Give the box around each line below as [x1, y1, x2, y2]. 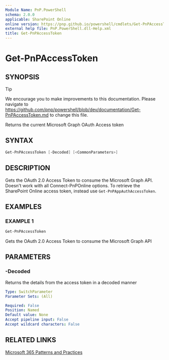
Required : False [5, 303, 39, 308]
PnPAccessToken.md [5, 112, 49, 118]
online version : [5, 21, 39, 27]
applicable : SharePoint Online [5, 17, 71, 22]
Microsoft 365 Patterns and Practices [5, 349, 83, 355]
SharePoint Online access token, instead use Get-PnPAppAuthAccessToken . [5, 188, 157, 194]
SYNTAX [5, 136, 34, 145]
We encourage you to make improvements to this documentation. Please [5, 96, 156, 101]
